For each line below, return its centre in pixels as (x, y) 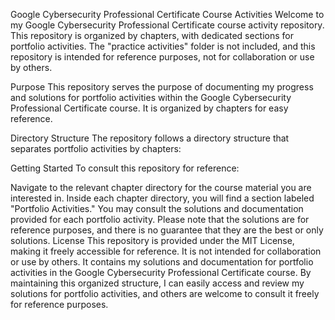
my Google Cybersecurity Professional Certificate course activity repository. (167, 25)
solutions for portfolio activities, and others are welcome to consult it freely (165, 293)
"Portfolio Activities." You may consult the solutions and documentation (157, 208)
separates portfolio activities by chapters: (96, 148)
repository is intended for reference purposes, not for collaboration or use (162, 57)
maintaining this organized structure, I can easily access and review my (157, 283)
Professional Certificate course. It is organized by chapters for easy (149, 108)
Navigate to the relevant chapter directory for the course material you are (161, 187)
